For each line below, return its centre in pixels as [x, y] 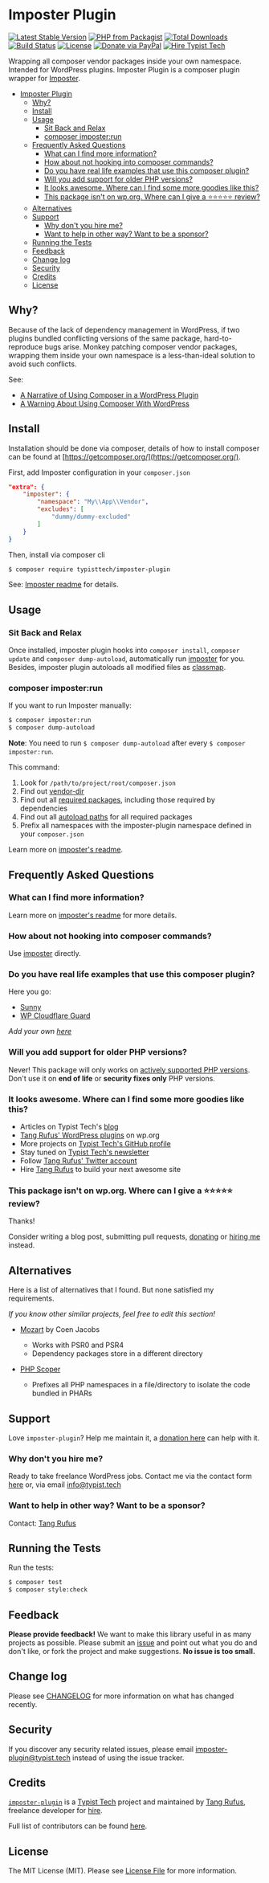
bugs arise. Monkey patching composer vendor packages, [141, 346]
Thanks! [22, 1221]
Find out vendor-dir [52, 791]
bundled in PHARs [62, 1393]
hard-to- [218, 338]
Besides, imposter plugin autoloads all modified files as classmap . [117, 668]
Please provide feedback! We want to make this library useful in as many [130, 1634]
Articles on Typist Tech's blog [69, 1127]
